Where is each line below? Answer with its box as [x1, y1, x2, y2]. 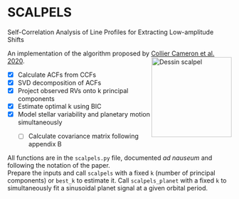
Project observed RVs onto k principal [17, 87, 129, 95]
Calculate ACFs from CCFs [17, 70, 97, 79]
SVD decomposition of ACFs [17, 79, 102, 87]
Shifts [7, 35, 25, 43]
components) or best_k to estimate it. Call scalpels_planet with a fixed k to [7, 176, 227, 185]
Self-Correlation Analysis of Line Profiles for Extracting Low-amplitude [7, 28, 214, 36]
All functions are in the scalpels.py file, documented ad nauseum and [7, 154, 213, 162]
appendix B [28, 140, 62, 149]
